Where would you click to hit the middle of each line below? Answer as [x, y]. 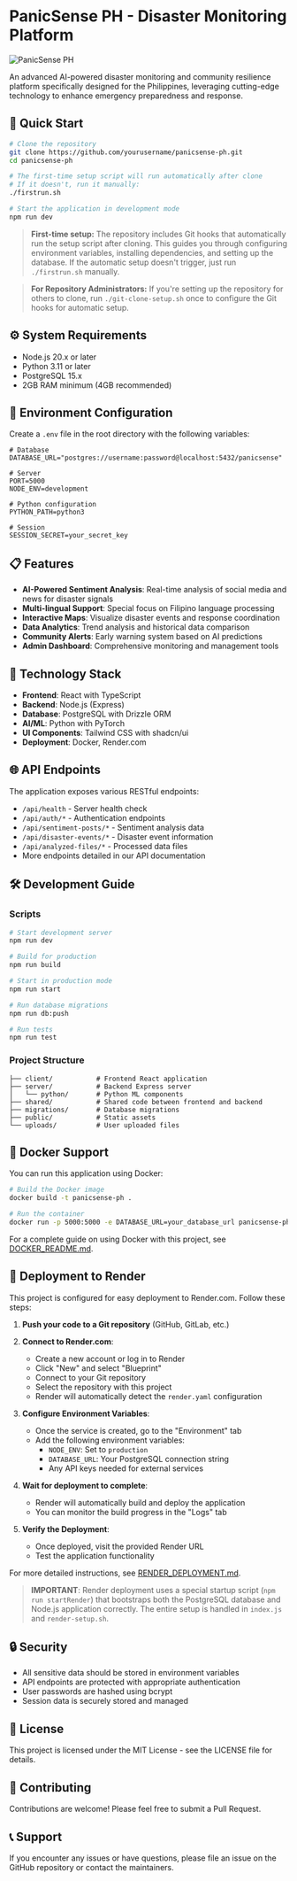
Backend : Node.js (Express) [73, 704]
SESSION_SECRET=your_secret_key [69, 536]
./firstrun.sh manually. [75, 271]
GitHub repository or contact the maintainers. [91, 1867]
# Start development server [61, 933]
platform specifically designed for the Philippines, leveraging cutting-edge [145, 86]
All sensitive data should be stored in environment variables [131, 1673]
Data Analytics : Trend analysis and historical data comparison [136, 627]
